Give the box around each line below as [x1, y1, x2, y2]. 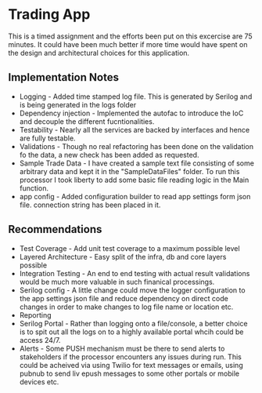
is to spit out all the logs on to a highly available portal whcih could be [19, 327, 244, 337]
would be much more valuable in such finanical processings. [19, 277, 215, 286]
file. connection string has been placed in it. [19, 200, 161, 209]
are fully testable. [19, 133, 76, 143]
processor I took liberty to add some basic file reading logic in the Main [19, 175, 249, 184]
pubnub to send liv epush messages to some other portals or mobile [19, 369, 240, 378]
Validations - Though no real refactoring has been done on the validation [19, 141, 254, 151]
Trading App [8, 5, 91, 24]
